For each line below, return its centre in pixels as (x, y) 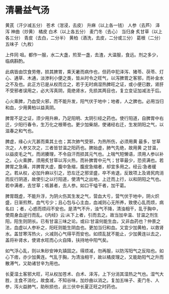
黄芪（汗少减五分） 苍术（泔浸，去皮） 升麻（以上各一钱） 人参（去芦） (80, 25)
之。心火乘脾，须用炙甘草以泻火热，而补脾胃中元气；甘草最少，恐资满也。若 (84, 160)
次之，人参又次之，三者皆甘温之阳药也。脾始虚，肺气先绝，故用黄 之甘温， (83, 148)
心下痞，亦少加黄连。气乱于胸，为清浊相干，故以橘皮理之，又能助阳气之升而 (84, 257)
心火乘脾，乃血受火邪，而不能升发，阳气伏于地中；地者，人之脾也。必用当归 (84, 101)
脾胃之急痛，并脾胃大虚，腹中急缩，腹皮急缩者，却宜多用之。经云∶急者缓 (81, 166)
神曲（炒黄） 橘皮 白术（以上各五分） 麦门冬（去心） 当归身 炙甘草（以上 (87, 31)
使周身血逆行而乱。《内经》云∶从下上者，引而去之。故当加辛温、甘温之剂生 (82, 215)
